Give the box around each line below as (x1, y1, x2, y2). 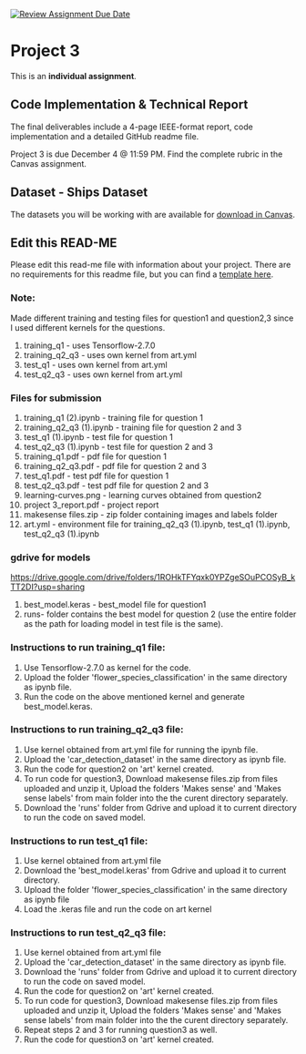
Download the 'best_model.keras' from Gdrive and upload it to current (23, 865, 287, 876)
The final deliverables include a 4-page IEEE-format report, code (10, 121, 253, 132)
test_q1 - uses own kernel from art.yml (23, 359, 168, 370)
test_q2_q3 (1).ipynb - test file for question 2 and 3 (23, 441, 213, 452)
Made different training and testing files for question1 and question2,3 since (10, 312, 294, 323)
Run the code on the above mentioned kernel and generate (23, 691, 245, 701)
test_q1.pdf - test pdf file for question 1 (23, 470, 169, 481)
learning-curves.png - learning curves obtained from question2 (23, 489, 262, 500)
